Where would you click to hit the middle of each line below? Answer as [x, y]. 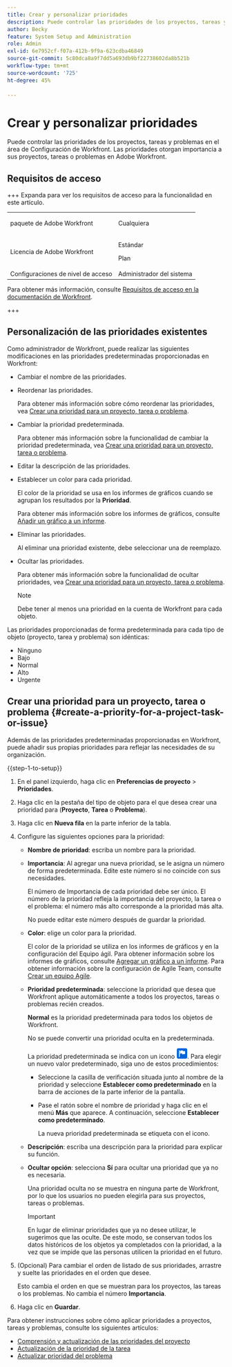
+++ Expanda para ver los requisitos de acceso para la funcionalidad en [110, 195]
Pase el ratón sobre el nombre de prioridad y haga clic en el [123, 1105]
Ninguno [29, 650]
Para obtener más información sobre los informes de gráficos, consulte [118, 513]
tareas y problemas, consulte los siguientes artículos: [83, 1328]
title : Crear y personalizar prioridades [68, 15]
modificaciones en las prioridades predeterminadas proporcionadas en [108, 356]
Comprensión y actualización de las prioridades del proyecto [104, 1341]
